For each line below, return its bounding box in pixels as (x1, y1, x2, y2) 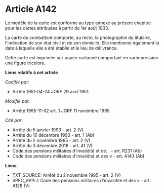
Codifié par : (5, 79, 30, 85)
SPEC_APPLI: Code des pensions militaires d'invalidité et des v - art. (12, 177, 151, 183)
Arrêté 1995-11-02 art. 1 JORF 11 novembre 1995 (12, 108, 110, 114)
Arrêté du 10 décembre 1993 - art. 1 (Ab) (12, 132, 95, 138)
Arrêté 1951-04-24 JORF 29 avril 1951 (12, 88, 89, 94)
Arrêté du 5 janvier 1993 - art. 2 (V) (12, 127, 84, 133)
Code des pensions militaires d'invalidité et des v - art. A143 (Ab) (12, 153, 145, 159)
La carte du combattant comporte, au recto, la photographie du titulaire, (5, 35, 152, 40)
